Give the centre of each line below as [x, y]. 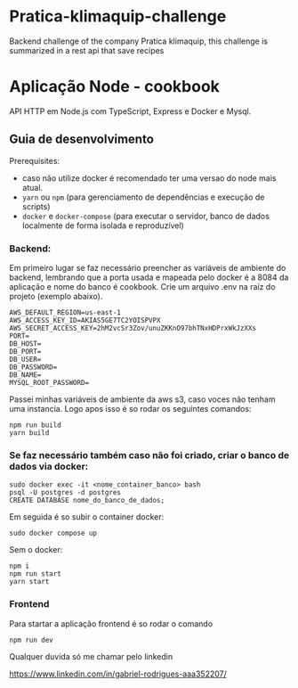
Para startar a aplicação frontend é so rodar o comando [111, 623]
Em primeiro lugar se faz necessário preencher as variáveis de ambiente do [148, 267]
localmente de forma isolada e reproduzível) [103, 225]
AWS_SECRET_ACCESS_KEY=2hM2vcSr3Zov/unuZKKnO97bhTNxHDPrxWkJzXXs [133, 328]
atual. [32, 187]
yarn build [29, 433]
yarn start [29, 582]
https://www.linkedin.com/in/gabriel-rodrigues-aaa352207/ [118, 674]
